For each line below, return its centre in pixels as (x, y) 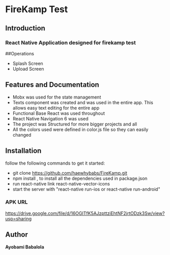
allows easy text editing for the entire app (56, 108)
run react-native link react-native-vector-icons (61, 183)
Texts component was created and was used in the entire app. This (83, 102)
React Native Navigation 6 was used (50, 118)
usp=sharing (19, 218)
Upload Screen (28, 69)
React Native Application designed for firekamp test (71, 43)
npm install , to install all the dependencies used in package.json (80, 178)
